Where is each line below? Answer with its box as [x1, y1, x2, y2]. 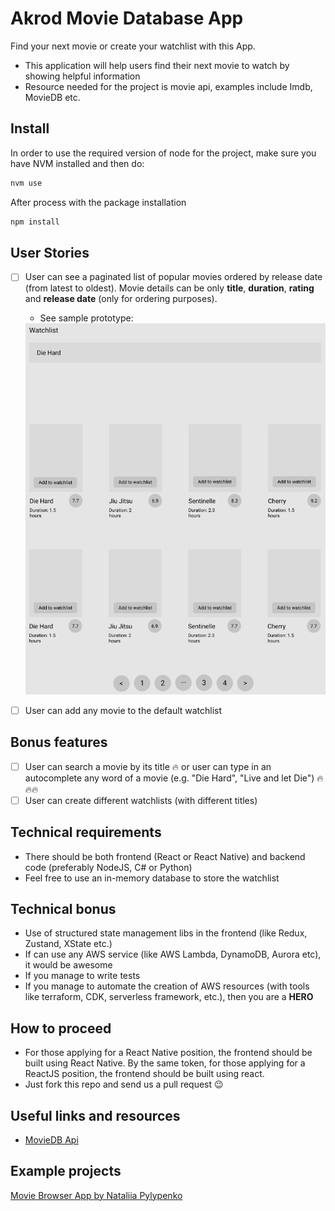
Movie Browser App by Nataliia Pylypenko [10, 1189, 183, 1201]
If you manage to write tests [24, 970, 141, 982]
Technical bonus [10, 900, 117, 917]
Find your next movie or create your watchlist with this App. [10, 40, 256, 52]
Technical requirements [10, 824, 162, 841]
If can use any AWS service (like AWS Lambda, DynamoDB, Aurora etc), [24, 948, 322, 961]
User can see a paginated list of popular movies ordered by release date [24, 271, 323, 283]
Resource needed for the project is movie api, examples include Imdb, [24, 80, 313, 92]
